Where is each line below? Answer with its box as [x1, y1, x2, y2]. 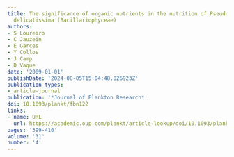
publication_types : [7, 81, 64, 88]
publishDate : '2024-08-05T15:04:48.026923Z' [7, 74, 139, 82]
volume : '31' [7, 133, 45, 140]
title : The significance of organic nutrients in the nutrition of [7, 10, 208, 17]
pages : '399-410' [7, 126, 58, 133]
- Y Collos [7, 49, 39, 56]
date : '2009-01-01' [7, 68, 64, 75]
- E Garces [7, 42, 39, 49]
